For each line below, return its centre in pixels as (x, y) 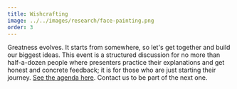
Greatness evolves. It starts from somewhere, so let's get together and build (119, 48)
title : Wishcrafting (38, 14)
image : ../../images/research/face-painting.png (81, 21)
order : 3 (20, 27)
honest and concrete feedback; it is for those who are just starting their (112, 70)
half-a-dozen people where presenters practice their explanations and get (116, 63)
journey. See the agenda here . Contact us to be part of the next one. (107, 78)
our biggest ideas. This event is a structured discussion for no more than (114, 55)
